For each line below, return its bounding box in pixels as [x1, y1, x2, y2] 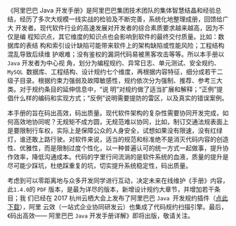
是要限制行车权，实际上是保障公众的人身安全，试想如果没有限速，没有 [7, 126, 211, 135]
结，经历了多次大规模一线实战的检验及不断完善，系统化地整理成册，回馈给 [7, 15, 223, 23]
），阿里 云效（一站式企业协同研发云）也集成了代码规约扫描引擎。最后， [20, 203, 228, 211]
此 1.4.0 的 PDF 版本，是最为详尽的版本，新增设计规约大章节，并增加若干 [7, 185, 215, 193]
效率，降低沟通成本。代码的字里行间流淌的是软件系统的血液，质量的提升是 [13, 153, 229, 161]
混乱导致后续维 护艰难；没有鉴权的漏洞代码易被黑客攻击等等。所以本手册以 [7, 50, 225, 58]
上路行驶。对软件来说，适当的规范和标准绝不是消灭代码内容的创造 [37, 135, 229, 143]
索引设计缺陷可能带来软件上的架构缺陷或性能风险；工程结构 [51, 41, 225, 49]
